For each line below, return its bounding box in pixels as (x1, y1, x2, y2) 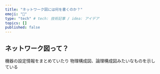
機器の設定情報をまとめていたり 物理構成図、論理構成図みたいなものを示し (5, 58, 156, 63)
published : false (5, 25, 40, 30)
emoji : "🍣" (5, 12, 27, 16)
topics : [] (5, 20, 27, 26)
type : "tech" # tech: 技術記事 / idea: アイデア (5, 16, 100, 21)
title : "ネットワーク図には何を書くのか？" (5, 7, 83, 12)
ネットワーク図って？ (5, 44, 69, 52)
